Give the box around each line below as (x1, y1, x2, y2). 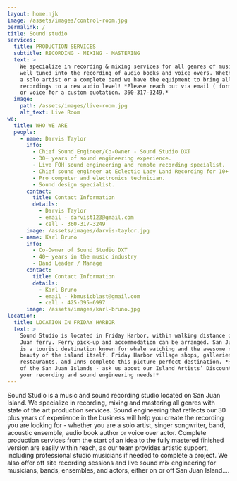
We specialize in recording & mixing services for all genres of (20, 63, 217, 70)
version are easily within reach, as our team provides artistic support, (7, 443, 209, 452)
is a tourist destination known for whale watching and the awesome (20, 345, 226, 352)
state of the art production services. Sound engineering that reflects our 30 (7, 405, 226, 414)
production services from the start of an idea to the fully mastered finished (7, 436, 224, 444)
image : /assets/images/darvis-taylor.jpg (25, 227, 150, 234)
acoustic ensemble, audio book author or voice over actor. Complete (7, 428, 207, 437)
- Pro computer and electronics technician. (32, 174, 166, 182)
